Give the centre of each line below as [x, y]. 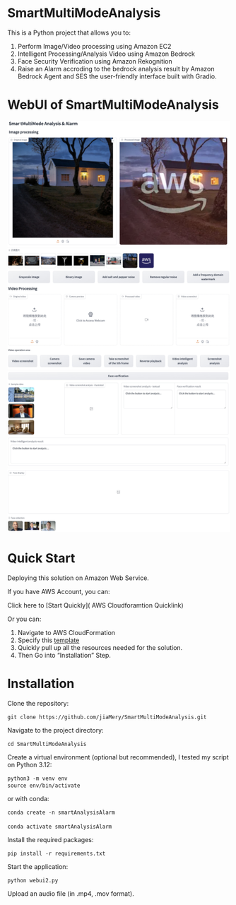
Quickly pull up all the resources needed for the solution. [100, 647]
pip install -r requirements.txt [57, 853]
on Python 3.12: [30, 764]
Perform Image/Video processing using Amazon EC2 [94, 46]
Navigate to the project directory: [55, 730]
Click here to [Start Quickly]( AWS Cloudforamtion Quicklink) [95, 605]
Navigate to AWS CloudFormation [66, 632]
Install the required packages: [51, 839]
